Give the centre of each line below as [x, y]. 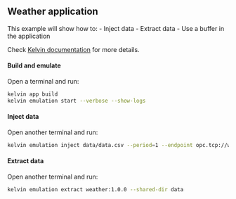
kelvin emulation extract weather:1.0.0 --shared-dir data [96, 190]
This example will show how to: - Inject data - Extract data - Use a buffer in [116, 28]
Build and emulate [34, 65]
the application [29, 36]
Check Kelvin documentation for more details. [73, 49]
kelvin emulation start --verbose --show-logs [77, 101]
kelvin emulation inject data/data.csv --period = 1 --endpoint [100, 145]
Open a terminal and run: [43, 82]
